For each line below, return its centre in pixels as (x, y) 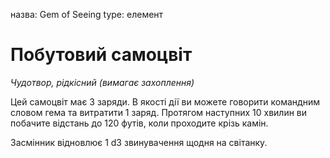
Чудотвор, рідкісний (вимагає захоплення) (102, 82)
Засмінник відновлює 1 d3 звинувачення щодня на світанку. (139, 142)
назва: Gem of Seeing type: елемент (87, 14)
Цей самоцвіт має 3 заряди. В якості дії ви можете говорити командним (165, 101)
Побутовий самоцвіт (101, 55)
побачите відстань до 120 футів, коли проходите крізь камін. (139, 123)
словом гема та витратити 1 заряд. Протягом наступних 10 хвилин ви (159, 112)
